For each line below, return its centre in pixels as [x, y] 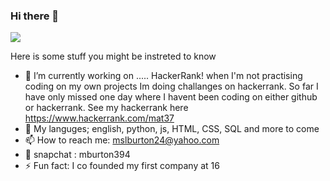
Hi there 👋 [35, 16]
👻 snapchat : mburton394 [77, 155]
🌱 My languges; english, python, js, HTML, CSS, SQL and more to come [172, 129]
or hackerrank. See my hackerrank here [106, 108]
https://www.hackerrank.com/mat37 [99, 118]
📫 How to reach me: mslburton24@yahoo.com [122, 140]
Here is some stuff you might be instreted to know [113, 56]
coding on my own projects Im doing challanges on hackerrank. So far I [171, 86]
